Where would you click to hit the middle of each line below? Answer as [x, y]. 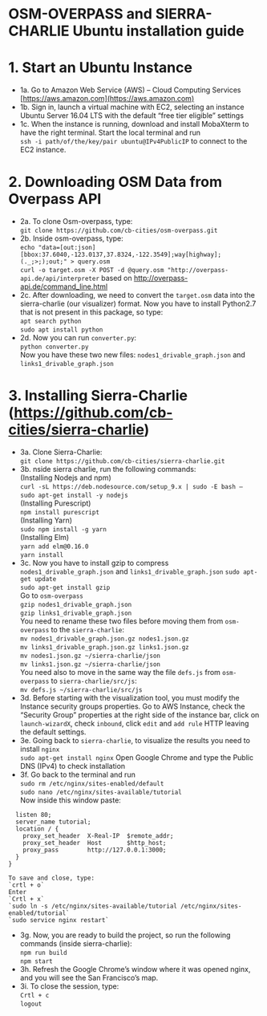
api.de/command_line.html [64, 287]
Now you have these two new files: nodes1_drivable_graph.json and [133, 355]
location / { [37, 829]
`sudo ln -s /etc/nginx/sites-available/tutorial [93, 906]
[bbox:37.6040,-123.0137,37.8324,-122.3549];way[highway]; [121, 255]
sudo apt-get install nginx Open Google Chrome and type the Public [137, 758]
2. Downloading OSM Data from [115, 182]
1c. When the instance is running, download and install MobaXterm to [134, 124]
